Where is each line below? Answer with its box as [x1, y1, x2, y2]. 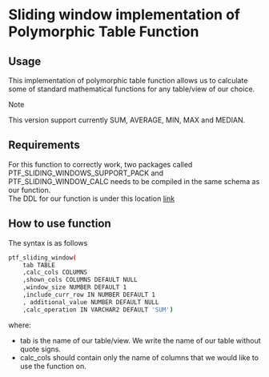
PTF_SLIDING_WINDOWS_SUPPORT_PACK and [8, 168, 164, 178]
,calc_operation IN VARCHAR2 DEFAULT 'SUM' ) [22, 306, 174, 314]
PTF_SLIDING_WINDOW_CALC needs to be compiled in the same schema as [8, 176, 260, 186]
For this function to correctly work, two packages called [8, 159, 193, 169]
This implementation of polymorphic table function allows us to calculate [8, 76, 248, 85]
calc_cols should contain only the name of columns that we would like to [19, 352, 259, 362]
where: [8, 320, 32, 330]
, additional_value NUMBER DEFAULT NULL [22, 298, 159, 306]
